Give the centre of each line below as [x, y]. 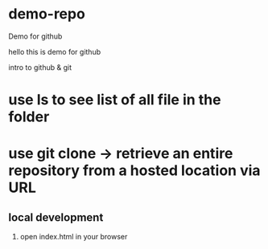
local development [56, 217]
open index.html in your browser [74, 237]
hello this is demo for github [55, 51]
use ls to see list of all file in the [115, 100]
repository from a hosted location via [134, 171]
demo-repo [47, 14]
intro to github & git [40, 67]
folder [29, 117]
